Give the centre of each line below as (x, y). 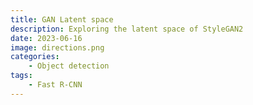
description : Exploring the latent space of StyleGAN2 (127, 29)
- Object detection (69, 66)
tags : (21, 76)
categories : (35, 57)
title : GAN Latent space (62, 19)
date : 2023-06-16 (46, 38)
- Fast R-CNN (55, 85)
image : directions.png (57, 47)
